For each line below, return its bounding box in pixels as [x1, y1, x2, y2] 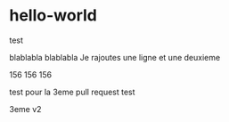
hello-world [9, 5, 98, 26]
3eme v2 [9, 103, 42, 114]
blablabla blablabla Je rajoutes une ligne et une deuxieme [9, 52, 221, 62]
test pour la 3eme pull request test [9, 86, 135, 97]
